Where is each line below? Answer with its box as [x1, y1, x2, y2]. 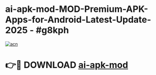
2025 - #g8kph [5, 25, 69, 36]
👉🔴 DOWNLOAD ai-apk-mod [5, 60, 128, 71]
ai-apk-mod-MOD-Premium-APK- [5, 3, 148, 15]
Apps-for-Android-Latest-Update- [5, 14, 151, 25]
